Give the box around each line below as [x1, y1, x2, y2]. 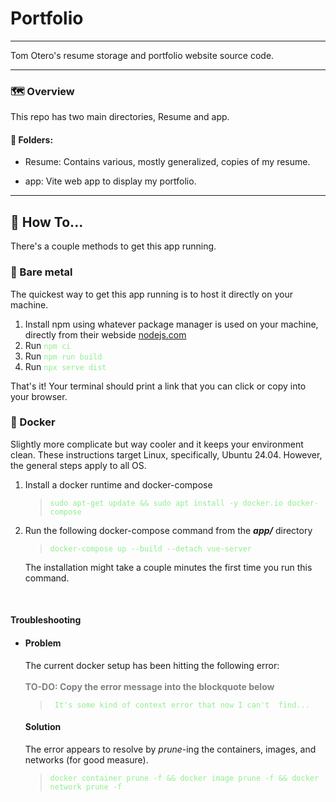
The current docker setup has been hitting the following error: [24, 659, 280, 671]
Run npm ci [24, 339, 72, 351]
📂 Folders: [10, 133, 54, 146]
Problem [24, 637, 62, 649]
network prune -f [49, 782, 123, 792]
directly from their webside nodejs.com [24, 328, 187, 341]
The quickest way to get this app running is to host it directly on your [10, 288, 293, 300]
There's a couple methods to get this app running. [10, 240, 217, 252]
